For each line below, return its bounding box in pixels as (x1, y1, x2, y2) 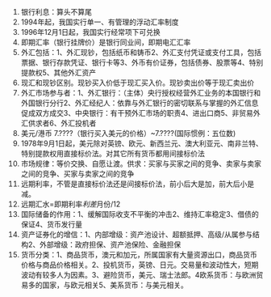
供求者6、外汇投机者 (27, 118, 97, 128)
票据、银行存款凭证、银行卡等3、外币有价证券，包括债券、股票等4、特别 (20, 57, 264, 67)
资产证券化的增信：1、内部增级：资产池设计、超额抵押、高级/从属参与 (20, 230, 253, 239)
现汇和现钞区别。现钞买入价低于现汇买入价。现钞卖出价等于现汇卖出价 (20, 78, 255, 87)
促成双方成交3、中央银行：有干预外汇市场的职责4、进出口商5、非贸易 (20, 108, 253, 117)
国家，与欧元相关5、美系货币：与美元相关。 (42, 280, 189, 290)
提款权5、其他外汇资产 (20, 68, 97, 77)
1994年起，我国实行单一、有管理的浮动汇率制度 (20, 17, 179, 27)
